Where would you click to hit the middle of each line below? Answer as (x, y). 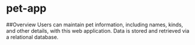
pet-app (26, 8)
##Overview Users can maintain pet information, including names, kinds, (95, 25)
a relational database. (32, 37)
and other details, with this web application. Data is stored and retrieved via (98, 30)
